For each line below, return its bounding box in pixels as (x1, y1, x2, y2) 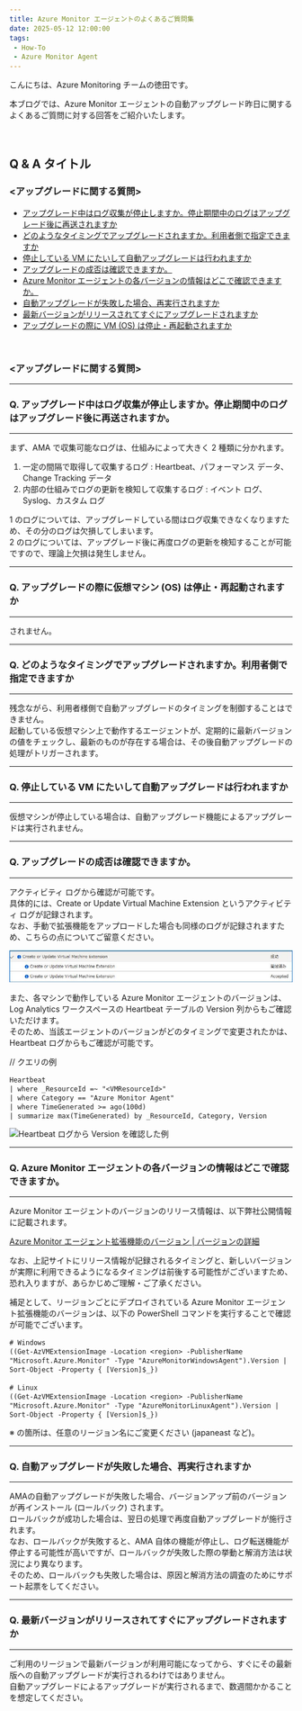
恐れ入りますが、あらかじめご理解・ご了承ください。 (9, 1278, 207, 1289)
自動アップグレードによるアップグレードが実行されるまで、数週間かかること (9, 1680, 293, 1691)
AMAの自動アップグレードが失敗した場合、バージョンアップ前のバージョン (9, 1490, 288, 1502)
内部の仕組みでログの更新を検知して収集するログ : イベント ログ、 (22, 484, 268, 495)
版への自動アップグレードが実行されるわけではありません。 (9, 1670, 230, 1680)
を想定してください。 (9, 1692, 88, 1703)
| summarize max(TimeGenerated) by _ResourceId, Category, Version (9, 1112, 268, 1121)
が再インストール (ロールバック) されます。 (9, 1502, 169, 1513)
